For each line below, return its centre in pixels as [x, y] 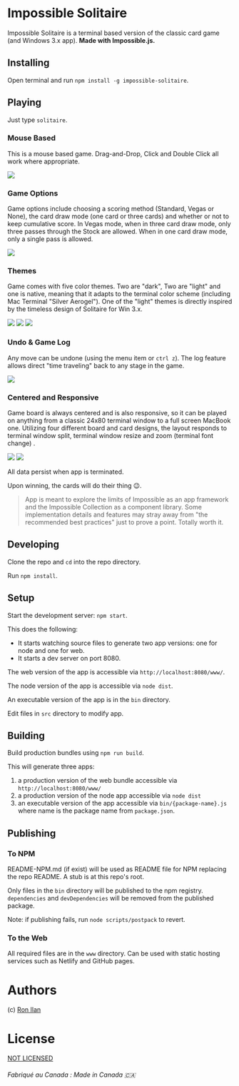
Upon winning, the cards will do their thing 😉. [75, 486]
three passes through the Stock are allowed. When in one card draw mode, [118, 232]
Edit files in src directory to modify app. [66, 713]
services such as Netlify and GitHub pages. [71, 961]
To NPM [21, 853]
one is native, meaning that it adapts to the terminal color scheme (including [119, 294]
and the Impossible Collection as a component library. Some [113, 507]
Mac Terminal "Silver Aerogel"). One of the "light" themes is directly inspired [120, 302]
